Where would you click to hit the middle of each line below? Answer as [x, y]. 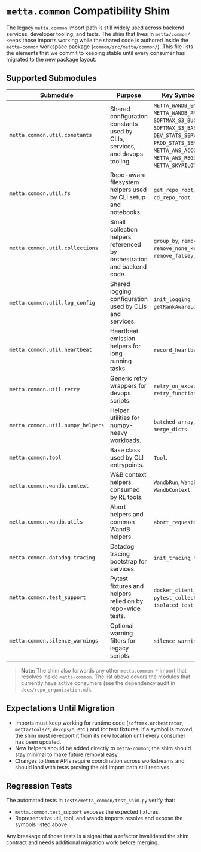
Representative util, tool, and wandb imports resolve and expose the [99, 818]
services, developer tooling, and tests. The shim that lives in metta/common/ [98, 34]
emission [123, 338]
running [121, 361]
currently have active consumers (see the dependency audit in [98, 683]
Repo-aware [128, 175]
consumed [125, 489]
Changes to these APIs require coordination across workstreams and [100, 760]
